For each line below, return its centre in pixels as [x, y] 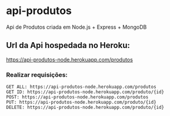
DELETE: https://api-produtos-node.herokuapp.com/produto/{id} [85, 108]
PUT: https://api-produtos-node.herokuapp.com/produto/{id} [81, 103]
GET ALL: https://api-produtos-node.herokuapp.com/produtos [81, 87]
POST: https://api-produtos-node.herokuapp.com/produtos [77, 97]
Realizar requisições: [37, 74]
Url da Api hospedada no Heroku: [68, 45]
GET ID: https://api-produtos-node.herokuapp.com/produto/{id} [85, 92]
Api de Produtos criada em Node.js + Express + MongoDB [76, 27]
